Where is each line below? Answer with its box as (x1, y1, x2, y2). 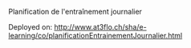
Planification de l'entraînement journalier (8, 7, 143, 16)
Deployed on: (8, 22, 53, 31)
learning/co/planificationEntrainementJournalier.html (8, 31, 183, 40)
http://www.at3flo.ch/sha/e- (54, 22, 147, 31)
